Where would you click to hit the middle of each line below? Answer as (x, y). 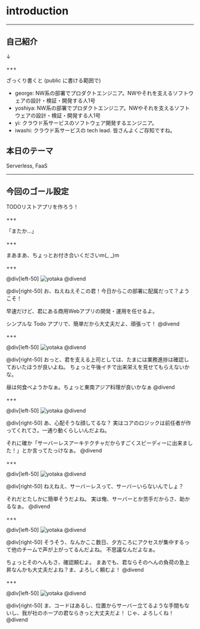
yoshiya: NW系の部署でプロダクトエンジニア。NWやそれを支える (94, 108)
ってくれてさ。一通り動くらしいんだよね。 (58, 430)
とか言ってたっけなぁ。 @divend (62, 451)
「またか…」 (22, 231)
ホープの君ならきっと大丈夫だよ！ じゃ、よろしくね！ (108, 613)
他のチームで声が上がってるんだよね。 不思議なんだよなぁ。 (85, 550)
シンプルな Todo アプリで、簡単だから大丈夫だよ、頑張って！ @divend (93, 324)
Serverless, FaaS (27, 166)
